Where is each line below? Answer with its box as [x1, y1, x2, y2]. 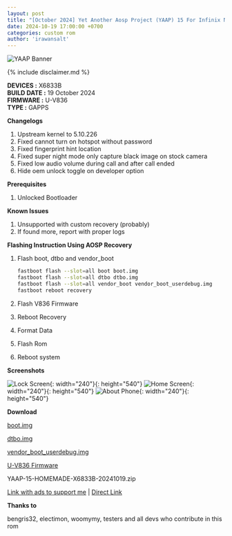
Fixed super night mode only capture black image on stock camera [17, 152, 208, 161]
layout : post [7, 10, 45, 17]
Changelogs [7, 117, 43, 125]
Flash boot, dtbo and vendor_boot [17, 255, 114, 263]
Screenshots [7, 366, 45, 375]
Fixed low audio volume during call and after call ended [17, 159, 175, 168]
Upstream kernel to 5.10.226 [17, 130, 98, 139]
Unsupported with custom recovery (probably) [17, 220, 150, 228]
